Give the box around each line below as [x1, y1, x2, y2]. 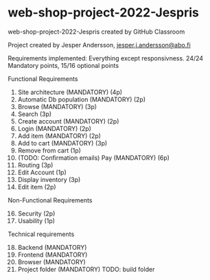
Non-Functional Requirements [8, 196, 93, 204]
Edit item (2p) [17, 183, 57, 191]
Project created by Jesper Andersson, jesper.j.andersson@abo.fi [8, 40, 191, 49]
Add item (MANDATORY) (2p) [17, 132, 102, 140]
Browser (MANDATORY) [17, 257, 86, 266]
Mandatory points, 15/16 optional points [8, 61, 119, 69]
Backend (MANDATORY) [17, 243, 87, 251]
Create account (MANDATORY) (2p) [17, 117, 119, 125]
